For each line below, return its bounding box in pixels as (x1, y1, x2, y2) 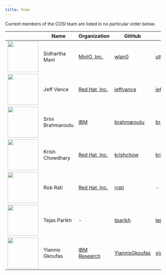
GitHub (124, 33, 141, 39)
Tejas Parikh (43, 217, 72, 224)
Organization (78, 33, 110, 39)
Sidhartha (43, 50, 66, 57)
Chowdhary (43, 154, 71, 161)
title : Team (5, 7, 30, 12)
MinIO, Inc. (78, 53, 104, 60)
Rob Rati (43, 184, 63, 191)
